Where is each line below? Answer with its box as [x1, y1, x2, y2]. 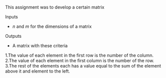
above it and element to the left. [5, 68, 71, 74]
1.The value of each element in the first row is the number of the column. [5, 52, 154, 58]
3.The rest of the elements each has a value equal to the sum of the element [5, 63, 162, 69]
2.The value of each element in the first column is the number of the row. [5, 58, 155, 64]
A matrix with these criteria [12, 43, 68, 49]
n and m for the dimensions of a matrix [12, 23, 92, 29]
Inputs [5, 14, 18, 19]
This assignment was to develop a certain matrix [5, 4, 104, 10]
